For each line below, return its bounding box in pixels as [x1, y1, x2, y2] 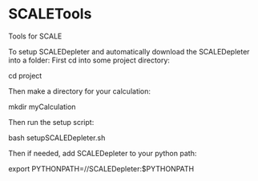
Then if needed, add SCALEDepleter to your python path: [8, 148, 197, 158]
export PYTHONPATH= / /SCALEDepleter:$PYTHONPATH [8, 163, 195, 173]
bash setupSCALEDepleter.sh [8, 133, 106, 143]
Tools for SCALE [8, 31, 62, 41]
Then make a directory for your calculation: [8, 86, 151, 96]
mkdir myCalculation [8, 102, 76, 111]
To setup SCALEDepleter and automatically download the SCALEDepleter [8, 46, 250, 56]
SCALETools [8, 5, 92, 23]
